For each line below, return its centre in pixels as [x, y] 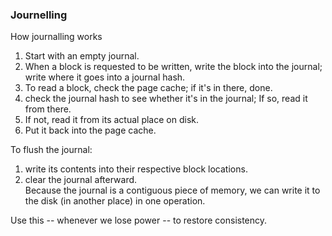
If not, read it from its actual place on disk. [111, 120]
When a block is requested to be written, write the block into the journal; [173, 67]
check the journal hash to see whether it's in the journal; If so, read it [166, 99]
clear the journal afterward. [81, 180]
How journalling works [56, 37]
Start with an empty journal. [82, 56]
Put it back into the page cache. [90, 130]
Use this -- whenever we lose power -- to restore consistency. [139, 220]
